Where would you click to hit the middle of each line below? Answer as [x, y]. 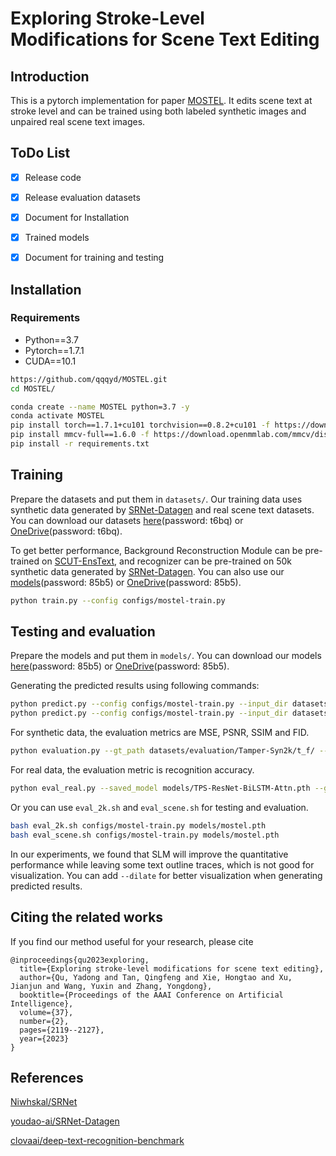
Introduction [50, 76]
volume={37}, [46, 1012]
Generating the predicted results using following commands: [135, 686]
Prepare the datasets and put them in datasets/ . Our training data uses [156, 499]
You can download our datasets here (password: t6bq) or [127, 520]
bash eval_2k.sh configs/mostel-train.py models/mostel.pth [138, 825]
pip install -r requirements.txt [80, 444]
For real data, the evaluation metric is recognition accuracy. [132, 770]
